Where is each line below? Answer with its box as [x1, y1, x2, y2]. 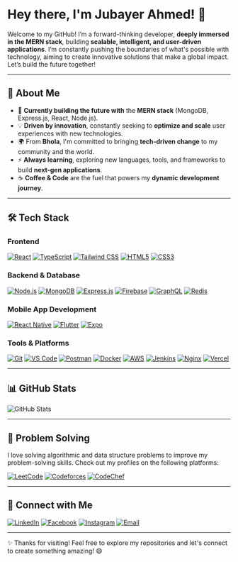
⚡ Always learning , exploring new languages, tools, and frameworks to [17, 155, 226, 164]
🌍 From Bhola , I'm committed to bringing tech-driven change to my [17, 137, 218, 145]
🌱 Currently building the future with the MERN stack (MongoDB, [17, 106, 209, 114]
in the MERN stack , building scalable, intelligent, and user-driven [7, 37, 202, 45]
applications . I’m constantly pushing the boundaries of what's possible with [7, 45, 229, 53]
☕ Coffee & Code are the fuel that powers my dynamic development [17, 173, 220, 182]
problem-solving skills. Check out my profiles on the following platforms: [7, 458, 220, 467]
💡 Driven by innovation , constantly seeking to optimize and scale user [17, 121, 226, 130]
